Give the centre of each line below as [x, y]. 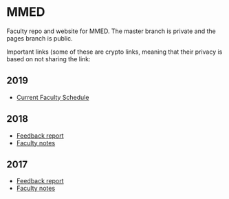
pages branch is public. [40, 38]
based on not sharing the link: [48, 59]
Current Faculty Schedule [53, 97]
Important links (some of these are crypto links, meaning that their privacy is [115, 52]
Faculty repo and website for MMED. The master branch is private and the [111, 31]
